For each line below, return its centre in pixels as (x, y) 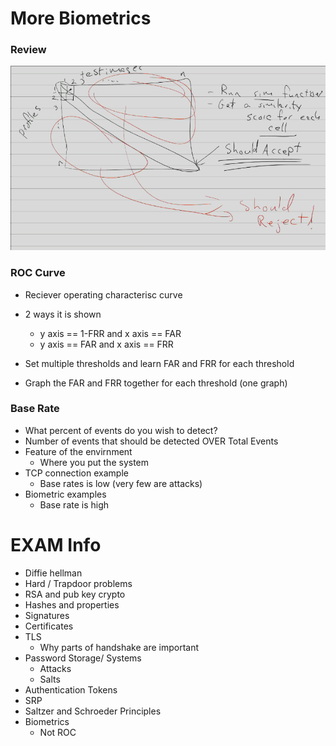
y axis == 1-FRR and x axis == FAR (110, 333)
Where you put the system (94, 462)
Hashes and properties (72, 604)
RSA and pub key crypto (75, 594)
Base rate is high (74, 504)
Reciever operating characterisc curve (103, 294)
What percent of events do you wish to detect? (121, 430)
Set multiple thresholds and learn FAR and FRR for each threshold (159, 363)
